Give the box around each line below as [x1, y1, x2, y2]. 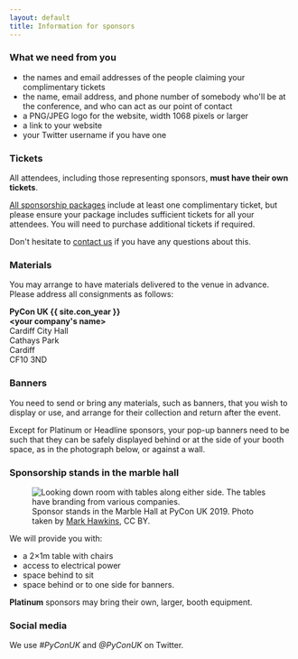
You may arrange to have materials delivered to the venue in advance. [9, 279, 270, 290]
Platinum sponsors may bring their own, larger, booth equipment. [9, 597, 253, 608]
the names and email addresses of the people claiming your [22, 71, 246, 82]
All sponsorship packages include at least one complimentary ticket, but [9, 200, 278, 210]
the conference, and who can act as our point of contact [22, 100, 233, 111]
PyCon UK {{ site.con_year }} [9, 306, 121, 317]
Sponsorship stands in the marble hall [9, 466, 179, 478]
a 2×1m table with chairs [22, 550, 114, 561]
